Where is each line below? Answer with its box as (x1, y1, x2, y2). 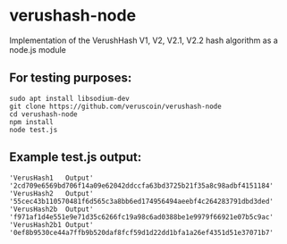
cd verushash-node (9, 109, 78, 119)
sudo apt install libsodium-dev (9, 94, 130, 103)
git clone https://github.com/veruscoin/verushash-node (9, 102, 222, 111)
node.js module (9, 44, 67, 55)
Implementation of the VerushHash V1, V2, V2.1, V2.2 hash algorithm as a (9, 35, 279, 46)
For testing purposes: (9, 71, 132, 86)
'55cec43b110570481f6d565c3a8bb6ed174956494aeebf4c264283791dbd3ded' (9, 197, 274, 206)
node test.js (9, 125, 58, 134)
